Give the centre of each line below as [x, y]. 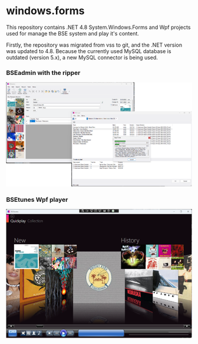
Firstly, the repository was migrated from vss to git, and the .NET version [94, 45]
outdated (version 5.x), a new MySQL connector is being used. [82, 57]
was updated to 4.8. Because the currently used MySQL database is [89, 51]
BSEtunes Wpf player [37, 199]
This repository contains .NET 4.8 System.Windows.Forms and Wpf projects [98, 27]
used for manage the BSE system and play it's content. [73, 33]
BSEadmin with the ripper [43, 73]
